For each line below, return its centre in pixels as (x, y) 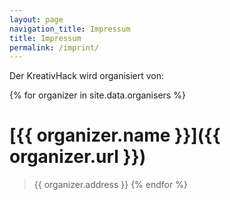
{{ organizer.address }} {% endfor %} (110, 185)
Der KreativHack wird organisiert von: (87, 76)
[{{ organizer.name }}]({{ (115, 135)
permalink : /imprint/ (54, 47)
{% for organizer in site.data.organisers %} (97, 95)
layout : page (36, 19)
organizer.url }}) (78, 157)
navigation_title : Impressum (70, 29)
